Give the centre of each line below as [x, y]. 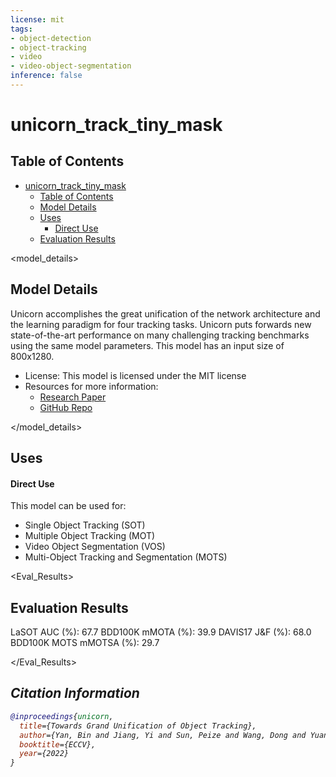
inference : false [46, 76]
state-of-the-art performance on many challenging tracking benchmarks [160, 335]
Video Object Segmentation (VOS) [95, 547]
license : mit [37, 19]
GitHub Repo [66, 407]
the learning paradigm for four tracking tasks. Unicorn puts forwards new [161, 324]
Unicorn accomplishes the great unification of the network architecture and [165, 313]
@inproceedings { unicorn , [62, 716]
